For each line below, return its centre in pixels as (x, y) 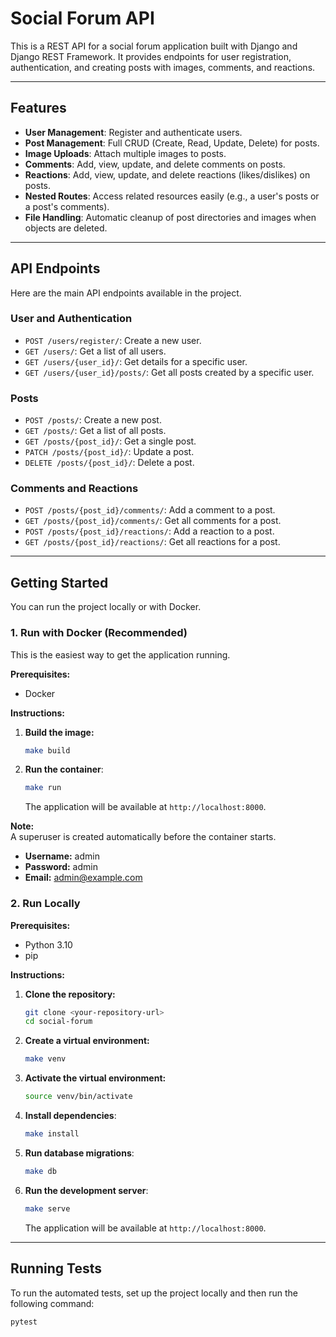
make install (52, 1134)
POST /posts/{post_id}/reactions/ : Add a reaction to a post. (149, 531)
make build (47, 750)
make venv (45, 1059)
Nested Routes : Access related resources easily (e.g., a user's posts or (172, 196)
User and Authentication (71, 319)
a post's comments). (67, 206)
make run (43, 788)
